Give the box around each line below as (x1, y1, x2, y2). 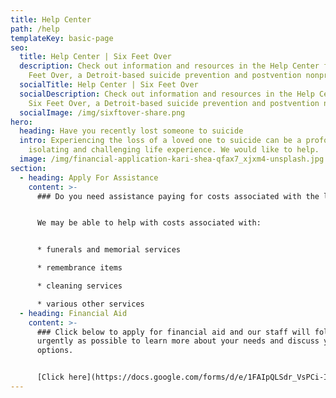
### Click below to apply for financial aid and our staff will (36, 327, 311, 337)
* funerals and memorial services (36, 245, 182, 255)
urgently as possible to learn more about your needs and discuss (36, 336, 320, 346)
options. (36, 346, 74, 356)
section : (10, 163, 47, 173)
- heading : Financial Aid (19, 308, 128, 318)
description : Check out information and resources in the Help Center (19, 61, 320, 71)
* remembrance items (36, 263, 123, 273)
